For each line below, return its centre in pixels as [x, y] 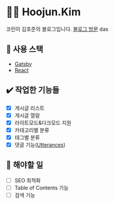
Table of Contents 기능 [42, 188]
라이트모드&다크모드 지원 [43, 122]
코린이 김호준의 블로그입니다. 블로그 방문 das [57, 29]
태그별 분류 [27, 137]
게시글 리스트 [30, 108]
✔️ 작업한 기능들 [33, 90]
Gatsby [23, 63]
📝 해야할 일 [25, 165]
